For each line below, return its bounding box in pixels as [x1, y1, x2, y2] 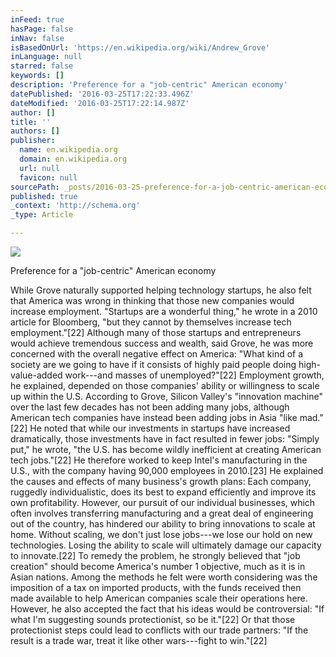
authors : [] [10, 126, 60, 136]
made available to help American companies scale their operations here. [10, 592, 308, 604]
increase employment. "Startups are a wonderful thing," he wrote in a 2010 [10, 306, 318, 317]
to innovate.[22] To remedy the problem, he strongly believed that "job [10, 550, 301, 561]
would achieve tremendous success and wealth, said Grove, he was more [10, 337, 314, 349]
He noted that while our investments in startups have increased [29, 422, 291, 434]
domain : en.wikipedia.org [19, 154, 128, 164]
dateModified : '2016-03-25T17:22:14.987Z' [10, 98, 190, 108]
